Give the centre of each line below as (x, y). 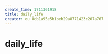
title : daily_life (24, 14)
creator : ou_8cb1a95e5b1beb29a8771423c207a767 (54, 19)
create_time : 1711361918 (31, 10)
